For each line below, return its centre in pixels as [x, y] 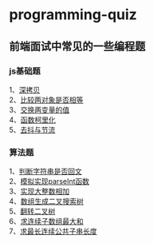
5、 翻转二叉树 [32, 211]
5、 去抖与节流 [32, 129]
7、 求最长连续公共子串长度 [53, 231]
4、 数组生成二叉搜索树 [47, 201]
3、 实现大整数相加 [39, 191]
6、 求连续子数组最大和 [46, 221]
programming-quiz [73, 15]
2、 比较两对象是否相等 [46, 100]
